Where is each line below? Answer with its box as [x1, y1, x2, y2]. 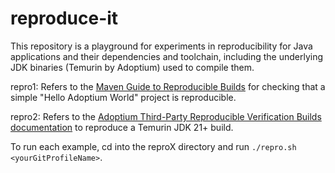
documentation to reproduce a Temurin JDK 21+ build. [10, 121, 234, 133]
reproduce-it [10, 7, 119, 30]
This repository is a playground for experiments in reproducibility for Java [10, 40, 313, 52]
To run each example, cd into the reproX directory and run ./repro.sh [10, 140, 297, 152]
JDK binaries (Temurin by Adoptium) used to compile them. [10, 61, 255, 73]
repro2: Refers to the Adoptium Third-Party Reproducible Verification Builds [10, 110, 322, 122]
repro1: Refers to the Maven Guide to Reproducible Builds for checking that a [10, 80, 326, 92]
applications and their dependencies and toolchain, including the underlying [10, 50, 324, 62]
